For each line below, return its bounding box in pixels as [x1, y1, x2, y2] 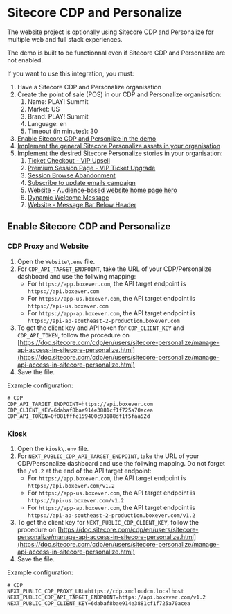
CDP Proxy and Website [7, 241, 89, 251]
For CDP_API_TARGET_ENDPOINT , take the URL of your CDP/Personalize [17, 265, 212, 273]
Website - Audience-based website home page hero [27, 186, 178, 194]
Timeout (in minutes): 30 [27, 127, 98, 135]
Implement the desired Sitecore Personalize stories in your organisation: [17, 149, 223, 157]
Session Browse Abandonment [27, 171, 116, 179]
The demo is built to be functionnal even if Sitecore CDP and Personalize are [7, 49, 226, 57]
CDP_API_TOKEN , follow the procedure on [17, 331, 130, 339]
